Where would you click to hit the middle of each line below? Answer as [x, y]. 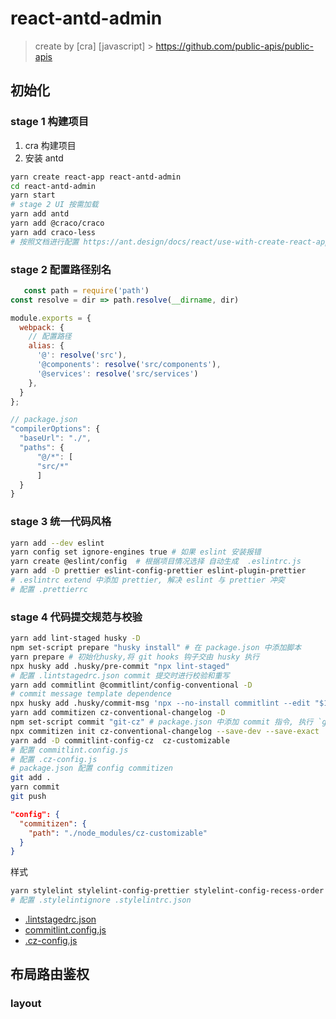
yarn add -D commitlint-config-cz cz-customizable [120, 740]
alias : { [46, 346]
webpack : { [42, 327]
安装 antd [44, 158]
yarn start [33, 195]
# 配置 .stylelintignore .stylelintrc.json [101, 900]
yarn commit [35, 787]
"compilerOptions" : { [55, 429]
